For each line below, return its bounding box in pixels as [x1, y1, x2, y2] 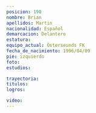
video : [6, 97, 23, 104]
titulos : [6, 81, 28, 87]
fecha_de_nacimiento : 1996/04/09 [6, 48, 91, 54]
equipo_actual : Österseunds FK [6, 43, 85, 49]
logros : [6, 87, 26, 93]
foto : [6, 59, 20, 65]
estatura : [6, 37, 31, 43]
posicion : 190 [6, 8, 42, 15]
